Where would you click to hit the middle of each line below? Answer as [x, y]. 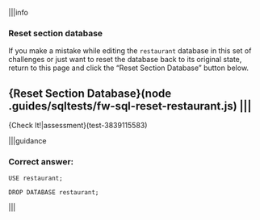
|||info [18, 12]
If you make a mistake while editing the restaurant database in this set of [130, 51]
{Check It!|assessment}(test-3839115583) [78, 126]
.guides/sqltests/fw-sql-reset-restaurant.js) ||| [130, 106]
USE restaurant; [36, 178]
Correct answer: [41, 162]
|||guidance [27, 141]
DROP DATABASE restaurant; [54, 193]
